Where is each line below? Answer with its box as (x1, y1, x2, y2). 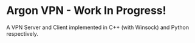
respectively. (6, 30, 38, 37)
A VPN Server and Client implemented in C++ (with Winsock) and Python (6, 24, 190, 31)
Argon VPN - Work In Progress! (6, 4, 166, 18)
